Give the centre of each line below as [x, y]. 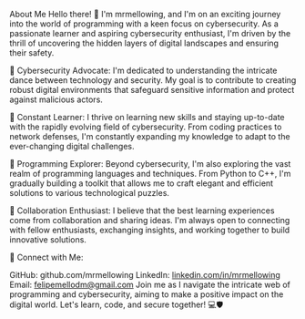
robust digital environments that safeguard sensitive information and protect [152, 90]
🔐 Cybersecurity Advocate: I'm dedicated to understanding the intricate [143, 70]
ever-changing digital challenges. [72, 146]
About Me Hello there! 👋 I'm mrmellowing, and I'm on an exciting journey [145, 14]
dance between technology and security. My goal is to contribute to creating [153, 80]
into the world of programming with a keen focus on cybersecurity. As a [144, 24]
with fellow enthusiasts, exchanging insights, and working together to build [150, 230]
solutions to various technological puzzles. [90, 193]
